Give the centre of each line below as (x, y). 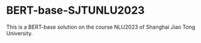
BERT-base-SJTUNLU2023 (76, 10)
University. (20, 33)
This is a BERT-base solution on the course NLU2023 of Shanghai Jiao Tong (101, 27)
